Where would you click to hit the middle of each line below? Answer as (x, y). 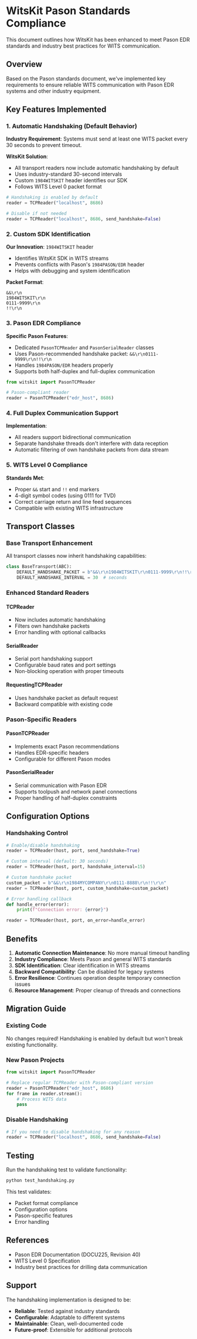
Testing (20, 1155)
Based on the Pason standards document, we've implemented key (86, 78)
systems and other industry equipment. (54, 91)
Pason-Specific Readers (42, 719)
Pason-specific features (44, 1216)
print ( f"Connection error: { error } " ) (63, 910)
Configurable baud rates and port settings (65, 665)
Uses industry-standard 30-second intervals (68, 174)
